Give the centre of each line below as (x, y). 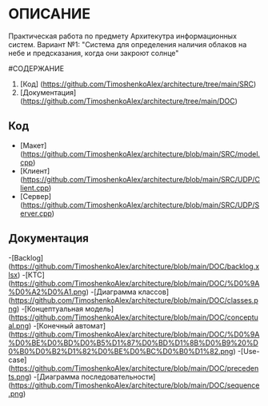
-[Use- (248, 351)
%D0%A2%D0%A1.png (47, 292)
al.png (19, 325)
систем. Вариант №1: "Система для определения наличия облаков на (128, 44)
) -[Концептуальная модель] (65, 308)
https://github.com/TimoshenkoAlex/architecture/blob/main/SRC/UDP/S (141, 205)
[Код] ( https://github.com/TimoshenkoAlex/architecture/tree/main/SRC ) (138, 84)
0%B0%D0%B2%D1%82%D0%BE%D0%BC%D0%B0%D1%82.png (121, 351)
